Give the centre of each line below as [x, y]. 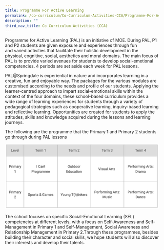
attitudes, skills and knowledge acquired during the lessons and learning [78, 117]
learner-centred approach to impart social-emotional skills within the [74, 91]
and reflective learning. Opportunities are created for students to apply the [80, 112]
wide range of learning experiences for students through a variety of [74, 102]
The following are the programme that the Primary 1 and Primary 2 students [81, 132]
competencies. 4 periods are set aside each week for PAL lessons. [72, 66]
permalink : [16, 15]
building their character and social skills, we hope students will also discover [82, 237]
